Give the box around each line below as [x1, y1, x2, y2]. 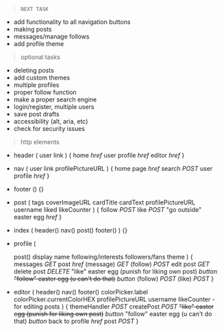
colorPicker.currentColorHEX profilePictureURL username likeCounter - [13, 295, 216, 303]
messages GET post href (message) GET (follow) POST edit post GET [13, 260, 210, 268]
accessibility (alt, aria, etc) [13, 117, 88, 126]
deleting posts [13, 67, 55, 74]
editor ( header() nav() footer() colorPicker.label [13, 288, 149, 296]
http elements [20, 138, 60, 146]
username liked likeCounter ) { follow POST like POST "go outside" [13, 206, 202, 213]
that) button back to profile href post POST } [13, 317, 139, 325]
